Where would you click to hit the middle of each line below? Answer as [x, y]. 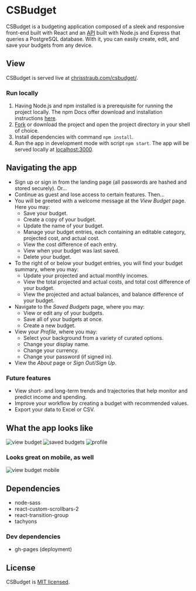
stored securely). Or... [41, 188]
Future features [29, 378]
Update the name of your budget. [63, 225]
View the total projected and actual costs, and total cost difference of [106, 282]
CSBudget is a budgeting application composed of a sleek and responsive [95, 26]
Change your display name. [56, 344]
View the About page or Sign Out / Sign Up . [66, 363]
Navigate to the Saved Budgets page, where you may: [80, 306]
